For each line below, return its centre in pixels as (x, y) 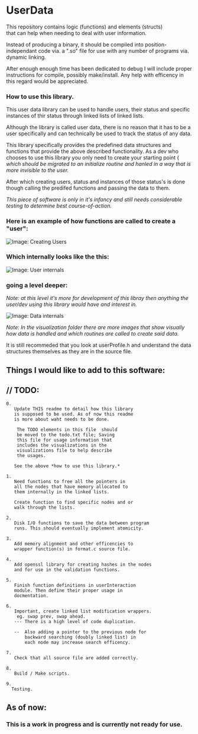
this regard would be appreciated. (47, 81)
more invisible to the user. (38, 170)
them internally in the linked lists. (62, 492)
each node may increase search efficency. (78, 643)
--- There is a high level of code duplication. (75, 622)
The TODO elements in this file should (67, 430)
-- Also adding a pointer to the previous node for (80, 632)
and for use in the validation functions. (67, 570)
